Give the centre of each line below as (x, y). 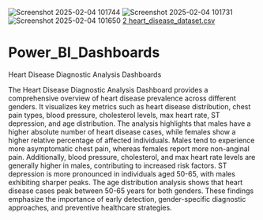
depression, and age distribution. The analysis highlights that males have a (130, 123)
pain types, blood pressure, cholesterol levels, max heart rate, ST (114, 115)
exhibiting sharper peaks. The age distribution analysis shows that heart (126, 182)
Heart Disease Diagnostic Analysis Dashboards (85, 74)
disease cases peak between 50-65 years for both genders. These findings (131, 191)
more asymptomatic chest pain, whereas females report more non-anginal (129, 148)
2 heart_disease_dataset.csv (169, 21)
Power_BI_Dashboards (84, 53)
